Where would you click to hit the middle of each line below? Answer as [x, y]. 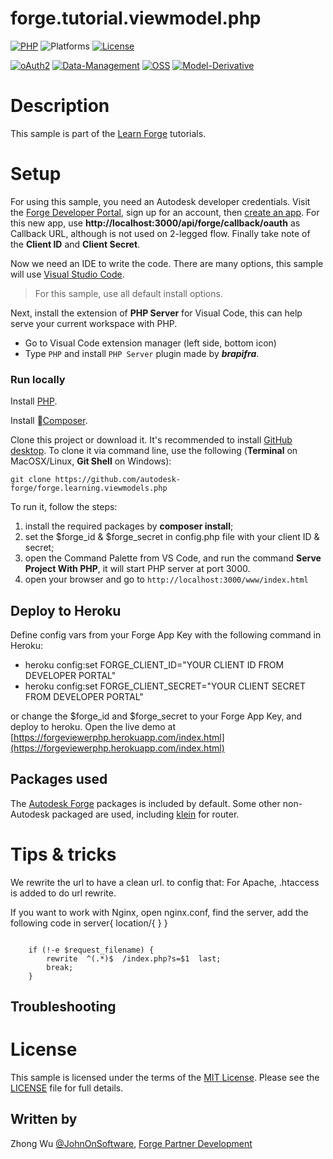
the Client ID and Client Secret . [75, 244]
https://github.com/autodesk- [118, 480]
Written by [44, 1119]
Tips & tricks [63, 854]
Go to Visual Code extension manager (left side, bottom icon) [150, 343]
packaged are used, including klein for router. [145, 814]
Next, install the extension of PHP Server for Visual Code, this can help [156, 313]
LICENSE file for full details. [67, 1088]
